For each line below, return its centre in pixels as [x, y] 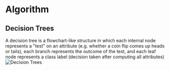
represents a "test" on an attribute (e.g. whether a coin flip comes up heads [85, 46]
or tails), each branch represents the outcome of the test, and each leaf [81, 51]
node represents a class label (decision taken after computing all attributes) [85, 57]
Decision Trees [30, 28]
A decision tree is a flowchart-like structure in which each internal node [81, 40]
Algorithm [27, 9]
